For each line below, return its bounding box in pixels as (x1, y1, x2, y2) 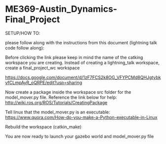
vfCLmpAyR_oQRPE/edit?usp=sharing (5, 80, 83, 86)
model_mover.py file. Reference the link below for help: (5, 94, 117, 100)
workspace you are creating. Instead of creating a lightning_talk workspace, (5, 59, 160, 65)
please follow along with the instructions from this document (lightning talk (5, 39, 157, 45)
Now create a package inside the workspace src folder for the (5, 89, 131, 95)
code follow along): (5, 45, 44, 51)
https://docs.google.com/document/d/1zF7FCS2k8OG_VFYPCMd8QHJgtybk (5, 74, 161, 80)
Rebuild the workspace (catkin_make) (5, 124, 82, 130)
